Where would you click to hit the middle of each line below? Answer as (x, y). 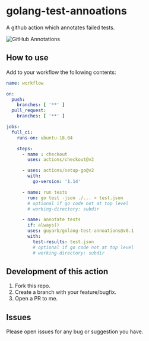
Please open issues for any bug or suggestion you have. (75, 331)
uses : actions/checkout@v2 (61, 160)
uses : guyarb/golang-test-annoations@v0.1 (81, 231)
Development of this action (57, 272)
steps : (25, 148)
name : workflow (25, 83)
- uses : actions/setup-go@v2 (58, 170)
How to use (27, 58)
